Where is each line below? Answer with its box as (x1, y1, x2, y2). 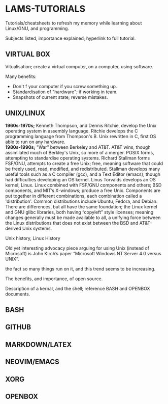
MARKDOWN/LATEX (5, 340, 72, 349)
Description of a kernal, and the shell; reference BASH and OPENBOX (5, 285, 150, 291)
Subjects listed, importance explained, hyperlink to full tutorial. (5, 35, 136, 41)
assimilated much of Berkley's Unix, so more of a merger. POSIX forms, (5, 149, 154, 155)
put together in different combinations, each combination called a (5, 193, 142, 199)
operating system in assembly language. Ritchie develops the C (5, 128, 138, 134)
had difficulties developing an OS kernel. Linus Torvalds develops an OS (5, 176, 156, 182)
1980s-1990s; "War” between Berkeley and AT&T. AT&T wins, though (5, 144, 151, 150)
